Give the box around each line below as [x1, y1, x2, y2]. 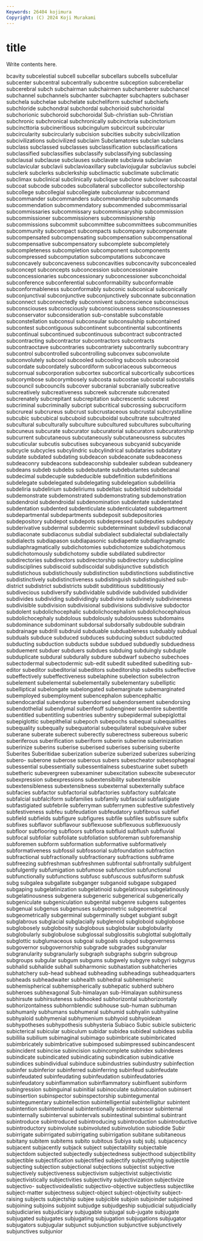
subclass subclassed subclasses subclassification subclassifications [6, 143, 178, 151]
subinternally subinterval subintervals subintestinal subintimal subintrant [6, 1112, 187, 1119]
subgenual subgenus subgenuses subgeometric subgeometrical [6, 905, 167, 912]
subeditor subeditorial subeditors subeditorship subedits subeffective [22, 666, 196, 674]
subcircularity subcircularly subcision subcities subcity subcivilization [6, 131, 181, 138]
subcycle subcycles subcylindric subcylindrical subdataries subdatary [6, 447, 182, 454]
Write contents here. [6, 61, 58, 68]
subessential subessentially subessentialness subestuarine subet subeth [6, 763, 188, 770]
